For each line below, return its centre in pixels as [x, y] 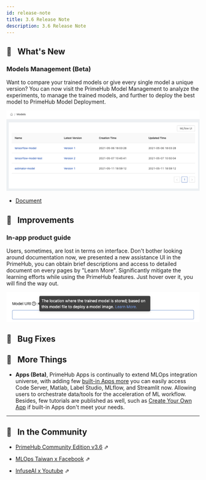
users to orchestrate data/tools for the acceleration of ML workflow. [101, 394]
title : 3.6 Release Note [38, 19]
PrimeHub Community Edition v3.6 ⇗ [62, 447]
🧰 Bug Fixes [31, 339]
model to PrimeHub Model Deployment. [56, 102]
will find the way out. [33, 283]
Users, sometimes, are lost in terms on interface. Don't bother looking [94, 251]
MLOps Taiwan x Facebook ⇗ [52, 459]
